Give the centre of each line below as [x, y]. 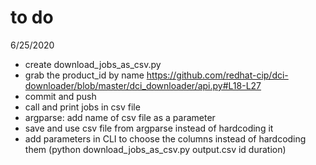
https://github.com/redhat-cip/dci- [217, 75]
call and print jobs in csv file [82, 107]
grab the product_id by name [84, 75]
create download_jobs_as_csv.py [93, 64]
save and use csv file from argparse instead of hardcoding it [149, 128]
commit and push [60, 96]
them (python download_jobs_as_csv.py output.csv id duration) [155, 149]
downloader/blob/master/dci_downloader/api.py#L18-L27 [143, 85]
